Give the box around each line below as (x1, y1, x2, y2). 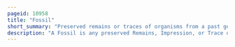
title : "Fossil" (7, 17, 55, 23)
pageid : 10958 (7, 10, 49, 17)
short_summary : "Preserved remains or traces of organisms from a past (7, 23, 220, 30)
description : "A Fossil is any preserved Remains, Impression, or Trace (7, 29, 224, 37)
